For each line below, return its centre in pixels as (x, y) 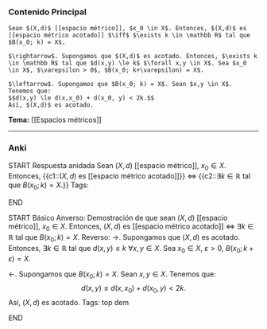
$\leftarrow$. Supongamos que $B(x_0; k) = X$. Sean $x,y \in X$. (120, 84)
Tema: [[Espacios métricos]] (55, 120)
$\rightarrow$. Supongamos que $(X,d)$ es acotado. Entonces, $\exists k (133, 57)
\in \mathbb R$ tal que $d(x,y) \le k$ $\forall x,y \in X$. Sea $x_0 (128, 63)
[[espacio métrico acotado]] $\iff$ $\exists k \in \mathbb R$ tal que (129, 35)
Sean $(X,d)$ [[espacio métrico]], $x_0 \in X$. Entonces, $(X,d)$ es (128, 29)
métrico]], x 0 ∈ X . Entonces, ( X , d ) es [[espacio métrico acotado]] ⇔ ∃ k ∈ (131, 227)
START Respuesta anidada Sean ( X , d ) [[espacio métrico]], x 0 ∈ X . (117, 166)
